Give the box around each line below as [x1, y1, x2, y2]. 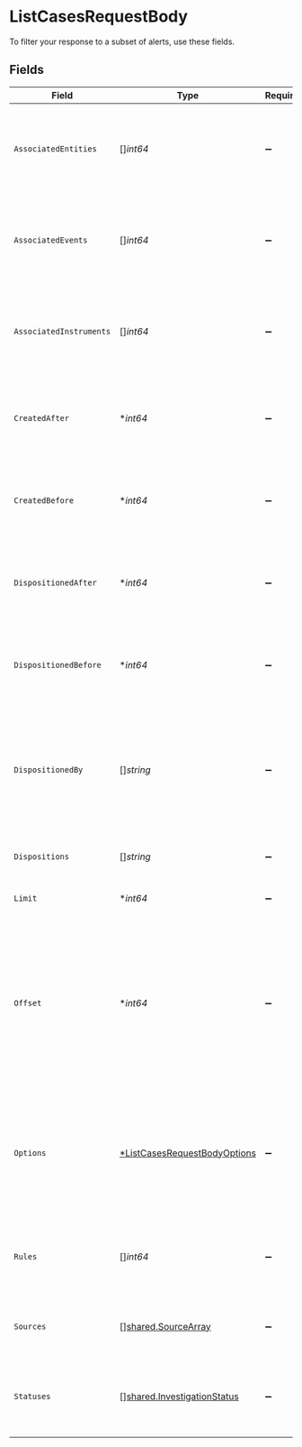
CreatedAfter [13, 413, 70, 423]
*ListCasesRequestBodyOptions [119, 1147, 256, 1159]
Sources [13, 1321, 47, 1332]
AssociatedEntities [13, 143, 97, 154]
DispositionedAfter [13, 577, 97, 588]
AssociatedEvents [13, 234, 88, 245]
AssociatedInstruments [13, 326, 111, 336]
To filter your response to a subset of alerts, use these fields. [9, 36, 235, 47]
